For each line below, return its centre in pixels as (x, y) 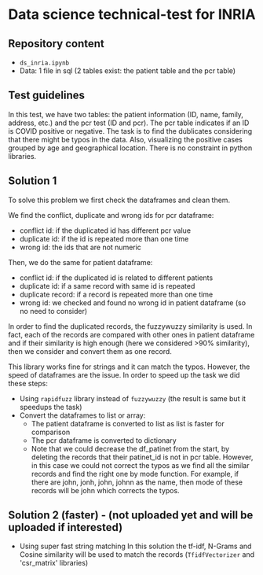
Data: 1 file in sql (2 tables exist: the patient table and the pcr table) (128, 71)
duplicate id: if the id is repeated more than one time (104, 238)
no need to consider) (53, 311)
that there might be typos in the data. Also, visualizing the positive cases (126, 139)
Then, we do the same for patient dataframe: (80, 262)
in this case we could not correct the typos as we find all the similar (140, 465)
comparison (51, 432)
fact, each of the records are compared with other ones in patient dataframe (131, 334)
